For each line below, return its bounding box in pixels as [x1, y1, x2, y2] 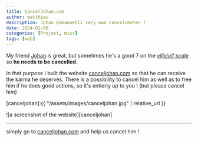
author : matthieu [6, 14, 49, 20]
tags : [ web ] [6, 36, 35, 42]
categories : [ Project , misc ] [6, 31, 78, 36]
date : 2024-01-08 [6, 25, 49, 31]
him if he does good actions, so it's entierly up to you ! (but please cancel [6, 82, 184, 89]
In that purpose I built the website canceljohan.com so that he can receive [6, 70, 186, 76]
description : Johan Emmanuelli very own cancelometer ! [6, 19, 146, 25]
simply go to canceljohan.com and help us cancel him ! [6, 128, 140, 135]
